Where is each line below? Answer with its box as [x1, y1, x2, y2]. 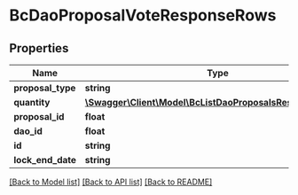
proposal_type [13, 82, 76, 94]
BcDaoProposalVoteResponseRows [9, 5, 277, 26]
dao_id [13, 125, 43, 137]
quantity [13, 97, 51, 108]
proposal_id [13, 111, 65, 122]
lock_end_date [13, 154, 77, 166]
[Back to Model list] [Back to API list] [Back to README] [9, 176, 213, 187]
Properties [9, 41, 69, 56]
